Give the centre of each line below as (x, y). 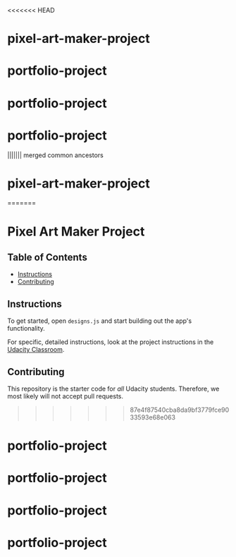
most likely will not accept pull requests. (66, 396)
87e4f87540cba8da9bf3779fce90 (180, 410)
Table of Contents (48, 258)
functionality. (26, 329)
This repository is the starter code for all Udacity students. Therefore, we (113, 389)
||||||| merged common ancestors (55, 155)
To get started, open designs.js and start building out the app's (100, 321)
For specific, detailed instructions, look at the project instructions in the (111, 342)
